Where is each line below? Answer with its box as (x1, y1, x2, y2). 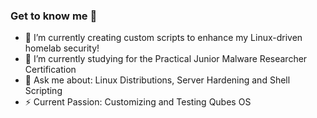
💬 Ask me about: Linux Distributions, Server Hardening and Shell (24, 74, 291, 86)
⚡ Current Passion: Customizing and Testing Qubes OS (24, 96, 252, 108)
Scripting (24, 85, 63, 97)
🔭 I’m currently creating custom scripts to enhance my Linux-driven (24, 32, 303, 44)
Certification (24, 64, 77, 76)
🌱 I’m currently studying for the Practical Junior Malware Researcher (24, 53, 308, 65)
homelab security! (24, 42, 100, 54)
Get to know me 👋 (10, 9, 98, 23)
